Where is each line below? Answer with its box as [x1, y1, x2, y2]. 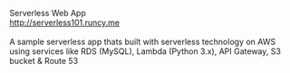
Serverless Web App [9, 8, 86, 18]
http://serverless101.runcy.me [9, 17, 121, 28]
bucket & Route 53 [9, 56, 79, 66]
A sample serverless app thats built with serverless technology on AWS [9, 36, 276, 47]
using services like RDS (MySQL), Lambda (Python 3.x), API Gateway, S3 [9, 46, 281, 57]
